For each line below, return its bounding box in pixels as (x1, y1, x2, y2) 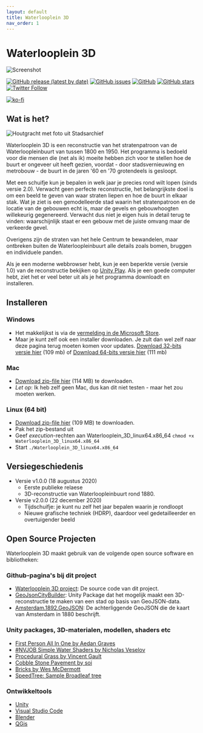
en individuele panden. (6, 249, 64, 256)
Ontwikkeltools (6, 687, 52, 695)
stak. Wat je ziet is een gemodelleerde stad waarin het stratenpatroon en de (6, 198, 196, 206)
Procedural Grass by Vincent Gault (15, 652, 102, 660)
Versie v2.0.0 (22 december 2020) (15, 497, 102, 504)
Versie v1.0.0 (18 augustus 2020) (15, 477, 98, 485)
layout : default (6, 8, 47, 15)
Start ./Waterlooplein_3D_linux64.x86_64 (15, 443, 119, 451)
